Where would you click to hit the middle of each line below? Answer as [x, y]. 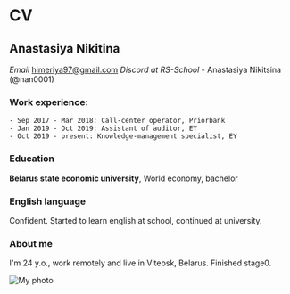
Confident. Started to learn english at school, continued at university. [136, 220]
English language [48, 201]
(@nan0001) [32, 79]
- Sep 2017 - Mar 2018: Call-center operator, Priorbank [117, 121]
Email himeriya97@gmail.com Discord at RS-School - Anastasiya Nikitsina [145, 69]
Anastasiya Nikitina [65, 49]
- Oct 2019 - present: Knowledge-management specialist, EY [124, 136]
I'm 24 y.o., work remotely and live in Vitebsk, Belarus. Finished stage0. [141, 263]
